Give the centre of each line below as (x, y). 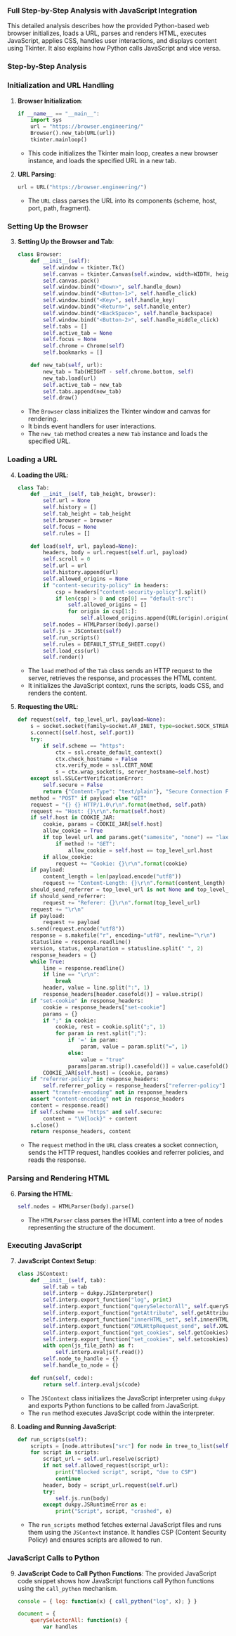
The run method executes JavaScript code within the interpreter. (122, 1413)
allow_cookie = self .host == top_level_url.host (140, 850)
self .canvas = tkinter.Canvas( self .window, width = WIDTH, (128, 274)
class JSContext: (43, 1274)
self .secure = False (73, 785)
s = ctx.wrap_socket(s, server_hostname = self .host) (132, 772)
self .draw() (60, 398)
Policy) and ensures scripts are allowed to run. (95, 1540)
